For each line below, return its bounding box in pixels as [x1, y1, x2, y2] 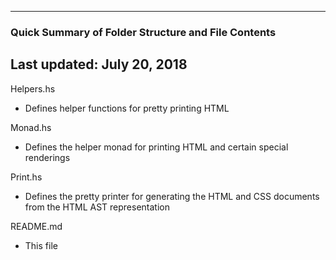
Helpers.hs [10, 82, 56, 95]
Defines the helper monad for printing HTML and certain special [24, 141, 289, 153]
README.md [10, 220, 63, 232]
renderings [24, 151, 71, 163]
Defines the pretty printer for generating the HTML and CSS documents [24, 190, 320, 202]
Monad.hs [10, 121, 52, 133]
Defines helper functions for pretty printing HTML [24, 102, 230, 114]
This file [24, 239, 58, 251]
